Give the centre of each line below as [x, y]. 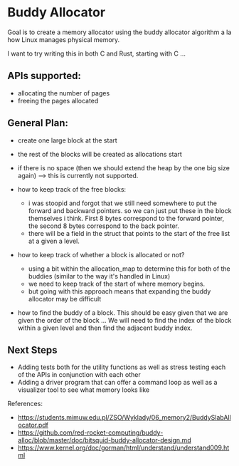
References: [25, 404]
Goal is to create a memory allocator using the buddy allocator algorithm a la [119, 32]
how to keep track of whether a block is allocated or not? [101, 254]
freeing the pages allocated [58, 100]
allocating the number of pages [64, 93]
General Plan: [38, 123]
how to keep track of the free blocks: [72, 189]
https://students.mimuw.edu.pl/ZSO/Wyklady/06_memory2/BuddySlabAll [124, 418]
